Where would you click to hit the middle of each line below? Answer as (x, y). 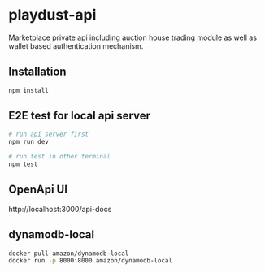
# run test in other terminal (60, 157)
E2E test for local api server (79, 116)
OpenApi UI (38, 190)
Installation (37, 72)
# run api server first (49, 134)
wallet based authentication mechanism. (76, 45)
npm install (28, 90)
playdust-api (52, 15)
